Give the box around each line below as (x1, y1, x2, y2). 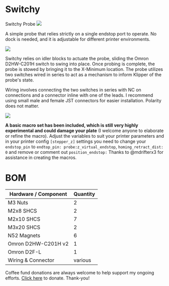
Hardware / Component (9, 190, 67, 197)
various (73, 257, 92, 264)
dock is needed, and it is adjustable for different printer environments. (5, 36, 150, 42)
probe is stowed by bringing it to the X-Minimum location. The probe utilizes (5, 66, 163, 72)
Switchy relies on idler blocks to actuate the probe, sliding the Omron (5, 55, 149, 61)
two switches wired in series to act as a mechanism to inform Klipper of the (5, 71, 162, 77)
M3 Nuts (8, 199, 29, 206)
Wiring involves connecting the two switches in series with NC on (5, 87, 141, 93)
